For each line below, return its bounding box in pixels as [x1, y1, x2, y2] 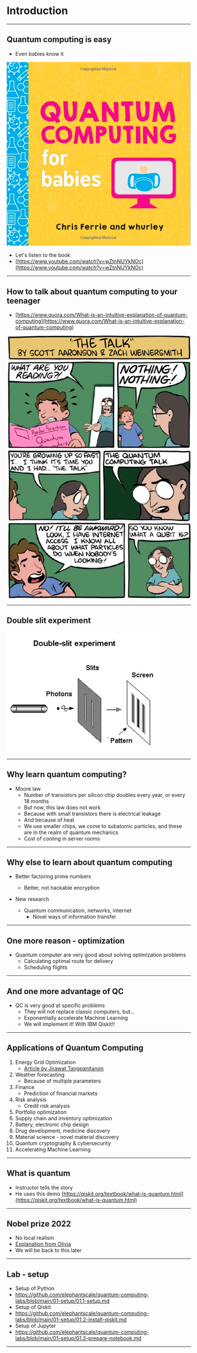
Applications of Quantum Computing [6, 1043, 144, 1053]
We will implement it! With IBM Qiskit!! [23, 1020, 115, 1028]
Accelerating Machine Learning [15, 1145, 91, 1153]
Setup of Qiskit [15, 1304, 51, 1311]
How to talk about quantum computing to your [6, 286, 178, 297]
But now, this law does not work [23, 803, 101, 811]
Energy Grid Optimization [15, 1059, 76, 1066]
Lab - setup [6, 1269, 49, 1279]
